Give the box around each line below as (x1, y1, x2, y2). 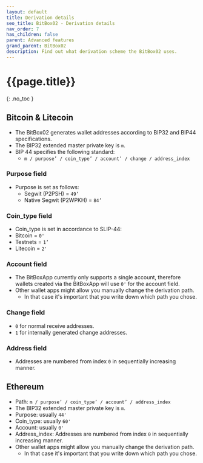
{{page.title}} (6, 74, 76, 88)
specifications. (15, 135, 52, 142)
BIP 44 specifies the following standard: (15, 148, 115, 155)
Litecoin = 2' (15, 245, 47, 252)
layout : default (6, 9, 47, 15)
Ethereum (6, 381, 44, 392)
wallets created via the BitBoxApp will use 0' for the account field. (15, 280, 180, 288)
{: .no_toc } (6, 95, 34, 102)
